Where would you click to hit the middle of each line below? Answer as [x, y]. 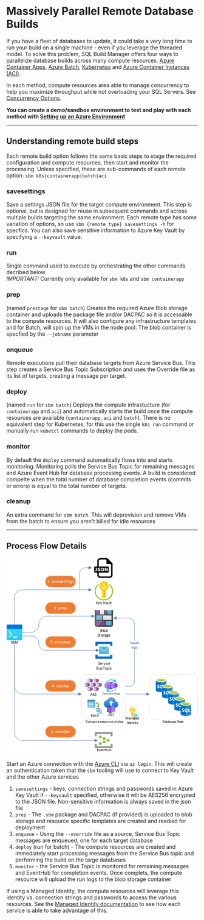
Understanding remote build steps [73, 141]
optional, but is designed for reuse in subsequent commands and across [97, 211]
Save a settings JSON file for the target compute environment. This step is [99, 205]
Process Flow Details [47, 546]
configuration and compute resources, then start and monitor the [87, 162]
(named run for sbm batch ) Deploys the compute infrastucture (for [88, 405]
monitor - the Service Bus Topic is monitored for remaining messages [102, 866]
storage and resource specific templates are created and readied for [100, 821]
